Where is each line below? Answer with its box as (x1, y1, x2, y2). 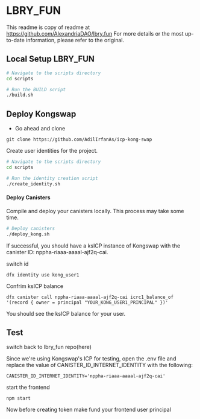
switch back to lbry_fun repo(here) (6, 344, 92, 351)
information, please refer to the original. (26, 36, 125, 43)
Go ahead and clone (14, 125, 66, 132)
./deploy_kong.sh (6, 231, 50, 237)
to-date (6, 36, 25, 43)
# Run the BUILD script (6, 86, 66, 92)
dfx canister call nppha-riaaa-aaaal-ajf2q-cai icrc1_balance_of (6, 294, 173, 300)
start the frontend (6, 384, 50, 391)
